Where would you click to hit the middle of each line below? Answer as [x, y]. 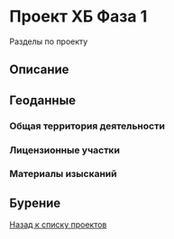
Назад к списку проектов [58, 225]
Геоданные [43, 100]
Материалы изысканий [63, 174]
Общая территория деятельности [87, 126]
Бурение [35, 203]
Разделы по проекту [49, 41]
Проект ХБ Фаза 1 [78, 17]
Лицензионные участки [64, 150]
